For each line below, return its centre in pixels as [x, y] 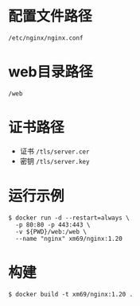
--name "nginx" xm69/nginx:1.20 [69, 238]
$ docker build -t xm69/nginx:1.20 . [71, 294]
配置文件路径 [51, 16]
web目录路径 [51, 72]
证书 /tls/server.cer [54, 151]
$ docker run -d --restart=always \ [69, 218]
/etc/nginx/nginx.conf [46, 38]
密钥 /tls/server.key [54, 161]
